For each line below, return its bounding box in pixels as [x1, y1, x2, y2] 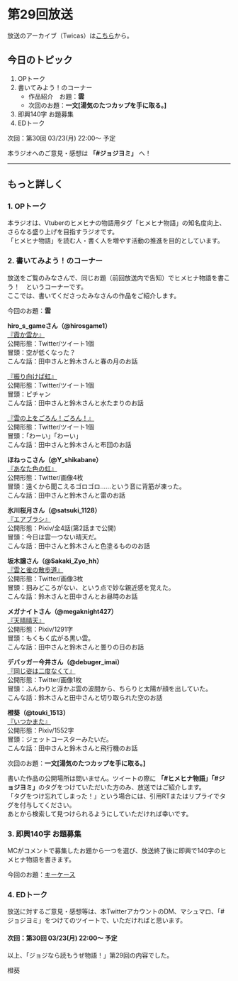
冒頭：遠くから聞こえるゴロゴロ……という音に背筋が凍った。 [7, 482, 186, 490]
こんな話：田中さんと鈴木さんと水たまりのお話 [7, 398, 144, 407]
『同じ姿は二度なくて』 [7, 667, 76, 675]
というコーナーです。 [25, 282, 87, 291]
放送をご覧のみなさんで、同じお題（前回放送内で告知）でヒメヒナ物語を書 [7, 273, 225, 282]
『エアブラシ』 [7, 515, 51, 523]
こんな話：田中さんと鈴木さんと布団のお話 [7, 440, 132, 449]
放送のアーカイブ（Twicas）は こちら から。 [7, 31, 133, 40]
